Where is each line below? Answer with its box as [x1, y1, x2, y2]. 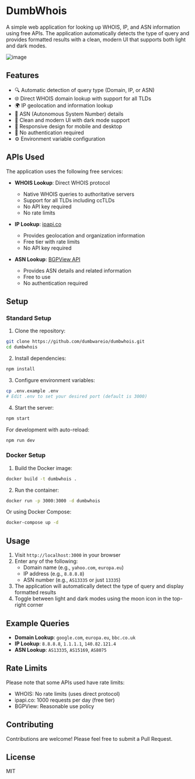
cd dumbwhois [6, 344, 38, 350]
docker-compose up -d [6, 520, 59, 526]
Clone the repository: [14, 327, 66, 335]
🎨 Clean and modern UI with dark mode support [14, 116, 130, 124]
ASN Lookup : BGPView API [14, 256, 81, 263]
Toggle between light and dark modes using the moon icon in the [14, 595, 171, 602]
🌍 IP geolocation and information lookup [14, 101, 113, 109]
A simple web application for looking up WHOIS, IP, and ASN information [6, 23, 180, 30]
